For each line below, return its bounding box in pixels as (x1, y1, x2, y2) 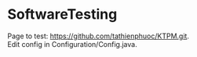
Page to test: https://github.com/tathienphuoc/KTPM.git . (7, 31, 190, 41)
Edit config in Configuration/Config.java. (7, 39, 138, 48)
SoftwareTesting (7, 5, 118, 23)
